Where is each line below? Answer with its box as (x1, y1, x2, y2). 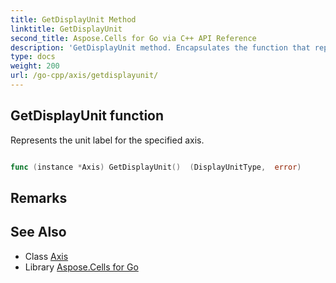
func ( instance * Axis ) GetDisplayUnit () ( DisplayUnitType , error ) (10, 162, 302, 172)
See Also (10, 224, 67, 241)
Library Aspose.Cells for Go (24, 261, 139, 273)
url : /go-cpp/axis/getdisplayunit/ (10, 71, 159, 81)
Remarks (10, 189, 68, 206)
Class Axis (24, 250, 69, 262)
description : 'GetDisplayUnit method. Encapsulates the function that (10, 42, 311, 53)
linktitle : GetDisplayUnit (10, 24, 123, 34)
